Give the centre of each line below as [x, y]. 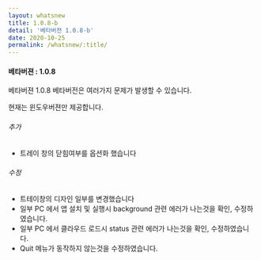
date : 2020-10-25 [37, 38]
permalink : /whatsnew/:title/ [58, 45]
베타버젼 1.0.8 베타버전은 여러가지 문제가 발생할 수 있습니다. [100, 90]
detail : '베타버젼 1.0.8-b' [51, 30]
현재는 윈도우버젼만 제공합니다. [56, 107]
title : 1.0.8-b [33, 23]
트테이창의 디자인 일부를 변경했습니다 [77, 198]
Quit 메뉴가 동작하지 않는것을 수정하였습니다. [89, 248]
